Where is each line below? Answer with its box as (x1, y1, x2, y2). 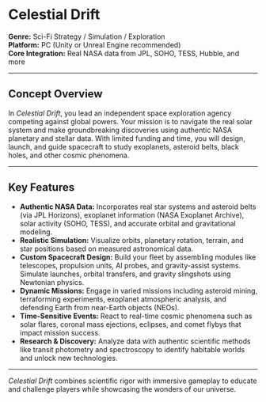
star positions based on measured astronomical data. (19, 244, 194, 253)
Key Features (8, 180, 75, 195)
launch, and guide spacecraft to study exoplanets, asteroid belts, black (8, 142, 240, 151)
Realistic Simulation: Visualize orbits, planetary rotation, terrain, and (19, 235, 244, 245)
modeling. (19, 227, 53, 237)
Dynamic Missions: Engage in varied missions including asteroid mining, (19, 286, 258, 295)
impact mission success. (19, 328, 101, 337)
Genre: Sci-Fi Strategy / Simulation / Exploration (8, 32, 165, 41)
